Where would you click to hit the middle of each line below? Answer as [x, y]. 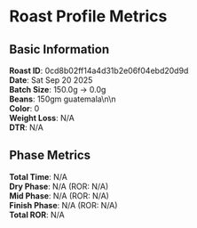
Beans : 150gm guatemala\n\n [63, 99]
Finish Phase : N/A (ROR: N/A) [63, 205]
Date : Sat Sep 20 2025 [51, 80]
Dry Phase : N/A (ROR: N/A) [59, 186]
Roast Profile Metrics [88, 16]
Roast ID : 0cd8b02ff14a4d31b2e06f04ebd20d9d [99, 70]
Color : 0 [24, 108]
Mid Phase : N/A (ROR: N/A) [59, 195]
